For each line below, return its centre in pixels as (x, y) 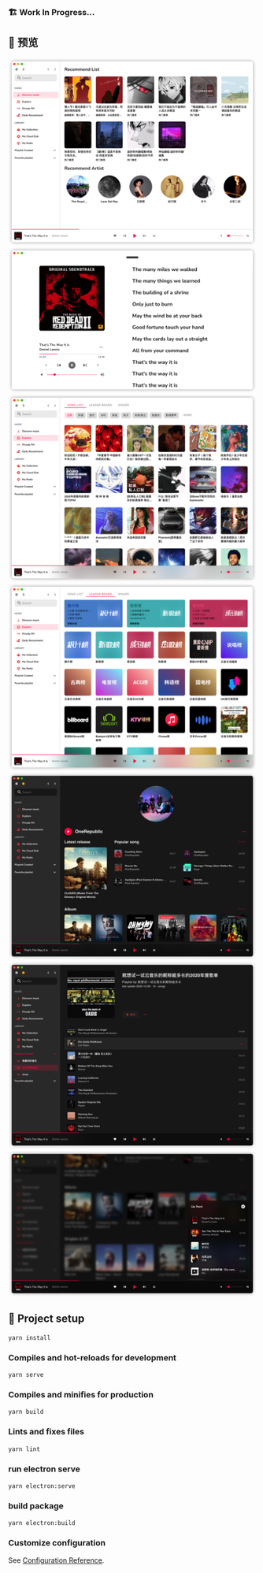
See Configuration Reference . (56, 1560)
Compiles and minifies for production (81, 1395)
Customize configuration (57, 1543)
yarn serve (26, 1375)
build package (36, 1505)
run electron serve (44, 1469)
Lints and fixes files (46, 1432)
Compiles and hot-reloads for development (93, 1357)
